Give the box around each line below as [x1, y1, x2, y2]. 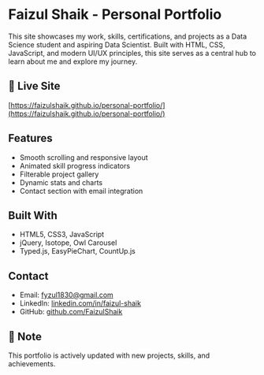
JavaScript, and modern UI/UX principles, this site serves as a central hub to [8, 48, 256, 58]
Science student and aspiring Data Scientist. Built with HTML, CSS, [8, 39, 226, 49]
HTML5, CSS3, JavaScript [19, 230, 105, 239]
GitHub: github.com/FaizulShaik [19, 307, 123, 317]
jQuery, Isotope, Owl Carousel [19, 238, 117, 247]
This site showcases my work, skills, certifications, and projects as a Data [8, 32, 247, 41]
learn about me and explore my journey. [8, 57, 138, 66]
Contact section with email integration [19, 186, 143, 195]
